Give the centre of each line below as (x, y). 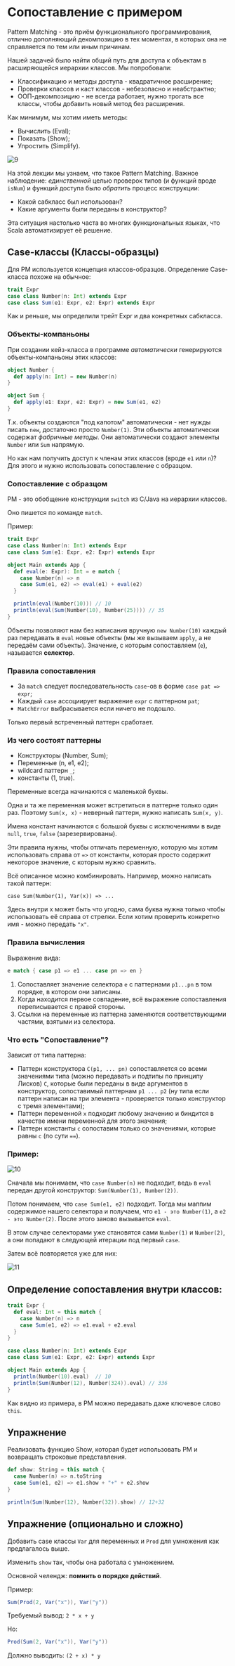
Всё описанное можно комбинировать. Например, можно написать (109, 876)
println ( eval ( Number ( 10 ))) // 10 (62, 604)
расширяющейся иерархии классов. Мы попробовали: (89, 67)
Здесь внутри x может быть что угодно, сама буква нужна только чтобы (116, 909)
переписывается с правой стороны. (72, 1006)
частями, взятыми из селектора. (66, 1021)
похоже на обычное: (60, 276)
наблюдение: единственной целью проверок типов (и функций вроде (112, 181)
